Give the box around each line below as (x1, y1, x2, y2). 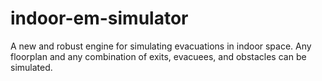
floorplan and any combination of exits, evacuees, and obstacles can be (10, 50, 307, 62)
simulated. (10, 61, 53, 73)
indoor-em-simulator (10, 7, 189, 30)
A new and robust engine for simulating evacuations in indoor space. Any (10, 40, 312, 52)
